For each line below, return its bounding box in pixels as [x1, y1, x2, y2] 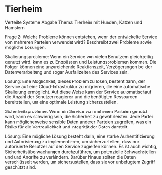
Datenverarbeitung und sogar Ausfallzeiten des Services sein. [5, 69, 129, 75]
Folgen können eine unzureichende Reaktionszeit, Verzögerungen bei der [5, 64, 152, 70]
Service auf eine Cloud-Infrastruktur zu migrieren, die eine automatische [5, 83, 151, 89]
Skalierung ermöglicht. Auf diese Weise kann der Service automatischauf [5, 89, 152, 95]
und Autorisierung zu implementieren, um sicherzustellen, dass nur [5, 138, 140, 144]
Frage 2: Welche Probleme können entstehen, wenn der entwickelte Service [5, 34, 157, 40]
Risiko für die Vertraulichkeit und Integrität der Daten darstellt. [5, 124, 129, 129]
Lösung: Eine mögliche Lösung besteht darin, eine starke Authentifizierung [5, 133, 155, 139]
